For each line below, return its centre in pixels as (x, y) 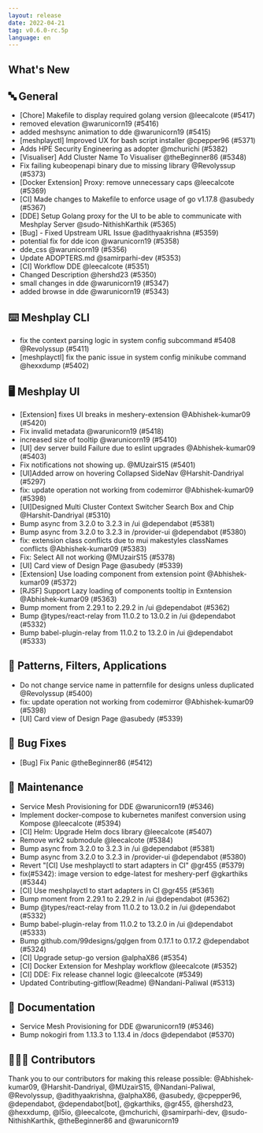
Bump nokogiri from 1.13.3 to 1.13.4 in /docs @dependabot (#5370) (127, 1035)
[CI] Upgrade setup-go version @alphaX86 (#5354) (103, 958)
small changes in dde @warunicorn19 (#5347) (94, 283)
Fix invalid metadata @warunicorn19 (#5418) (91, 431)
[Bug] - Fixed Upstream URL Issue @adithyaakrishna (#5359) (119, 233)
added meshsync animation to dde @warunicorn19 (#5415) (115, 132)
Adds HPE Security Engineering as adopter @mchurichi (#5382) (124, 149)
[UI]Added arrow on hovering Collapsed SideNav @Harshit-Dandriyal (131, 473)
